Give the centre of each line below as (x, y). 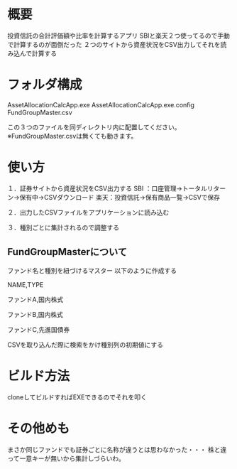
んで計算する (38, 53)
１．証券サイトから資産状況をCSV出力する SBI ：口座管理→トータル (108, 188)
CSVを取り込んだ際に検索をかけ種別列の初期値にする (86, 345)
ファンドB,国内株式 (35, 314)
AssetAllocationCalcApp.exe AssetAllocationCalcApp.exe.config (101, 104)
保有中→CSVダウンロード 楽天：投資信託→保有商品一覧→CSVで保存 (120, 197)
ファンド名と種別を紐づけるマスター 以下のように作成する (92, 270)
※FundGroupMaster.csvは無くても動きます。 (72, 136)
